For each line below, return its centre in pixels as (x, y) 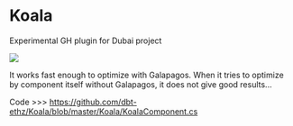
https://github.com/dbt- (93, 102)
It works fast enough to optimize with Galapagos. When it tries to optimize (146, 75)
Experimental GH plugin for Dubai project (86, 40)
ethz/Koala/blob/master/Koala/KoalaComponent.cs (104, 111)
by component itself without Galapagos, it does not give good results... (141, 84)
